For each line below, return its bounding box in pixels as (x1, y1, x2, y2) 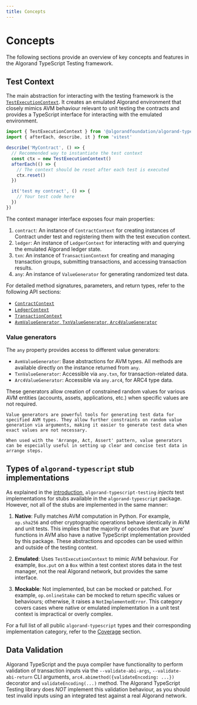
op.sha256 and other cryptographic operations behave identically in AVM (14, 518, 190, 526)
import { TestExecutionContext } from (6, 129, 101, 135)
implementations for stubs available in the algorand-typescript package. (6, 495, 182, 502)
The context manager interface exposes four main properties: (6, 215, 155, 222)
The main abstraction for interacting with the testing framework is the (6, 92, 174, 99)
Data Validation (6, 645, 63, 655)
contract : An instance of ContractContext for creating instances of (14, 227, 175, 234)
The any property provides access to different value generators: (6, 347, 160, 354)
